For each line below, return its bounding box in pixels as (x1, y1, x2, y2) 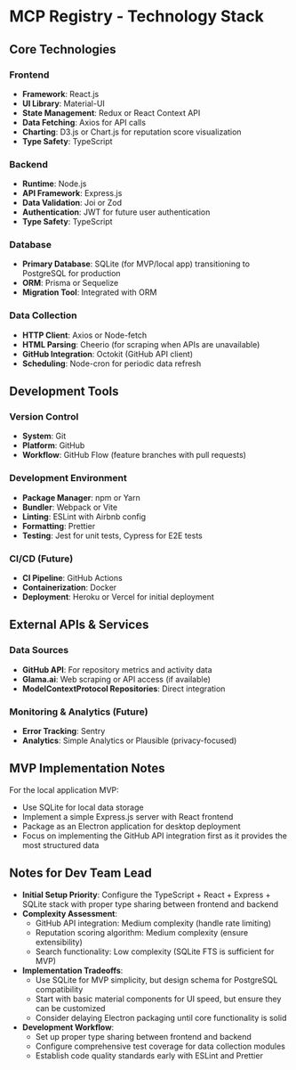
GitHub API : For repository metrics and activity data (21, 664, 212, 674)
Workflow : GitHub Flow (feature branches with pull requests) (21, 450, 247, 461)
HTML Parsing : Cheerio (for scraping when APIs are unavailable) (21, 339, 260, 349)
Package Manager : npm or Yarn (21, 492, 140, 502)
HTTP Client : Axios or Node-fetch (21, 330, 148, 340)
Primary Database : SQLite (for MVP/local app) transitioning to (21, 258, 251, 269)
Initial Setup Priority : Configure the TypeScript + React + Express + (21, 889, 271, 900)
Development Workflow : (21, 1022, 115, 1033)
